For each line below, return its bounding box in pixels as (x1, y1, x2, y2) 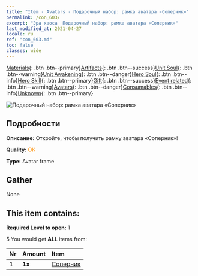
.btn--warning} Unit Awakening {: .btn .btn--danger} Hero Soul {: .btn (6, 70, 172, 78)
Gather (6, 175, 33, 185)
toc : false (6, 43, 34, 48)
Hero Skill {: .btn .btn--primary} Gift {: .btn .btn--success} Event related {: (17, 77, 192, 84)
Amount (22, 250, 46, 258)
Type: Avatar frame (6, 157, 55, 165)
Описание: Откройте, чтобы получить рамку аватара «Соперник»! (6, 134, 178, 141)
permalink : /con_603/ (6, 14, 61, 20)
